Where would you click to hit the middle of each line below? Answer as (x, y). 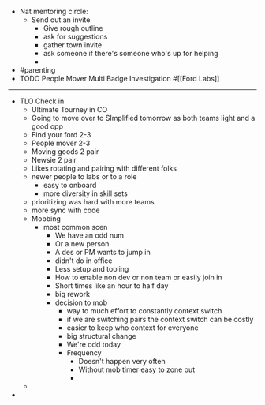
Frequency (84, 353)
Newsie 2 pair (54, 160)
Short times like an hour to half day (112, 286)
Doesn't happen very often (122, 361)
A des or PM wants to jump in (103, 252)
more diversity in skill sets (85, 193)
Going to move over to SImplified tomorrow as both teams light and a (143, 118)
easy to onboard (70, 185)
